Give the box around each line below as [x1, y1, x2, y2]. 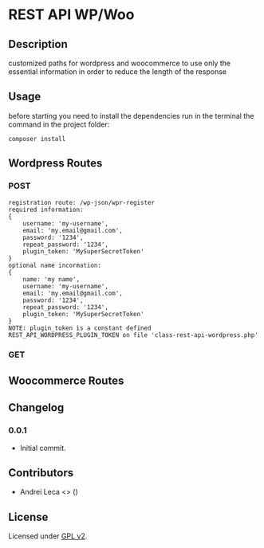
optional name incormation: [8, 261, 102, 269]
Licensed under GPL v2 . [8, 531, 88, 541]
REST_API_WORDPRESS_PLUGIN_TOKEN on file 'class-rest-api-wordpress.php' [8, 331, 259, 339]
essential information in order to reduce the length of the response [8, 67, 227, 76]
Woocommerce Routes [8, 374, 124, 387]
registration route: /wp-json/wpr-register [8, 198, 156, 206]
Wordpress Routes [8, 157, 103, 170]
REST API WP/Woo [8, 6, 135, 24]
